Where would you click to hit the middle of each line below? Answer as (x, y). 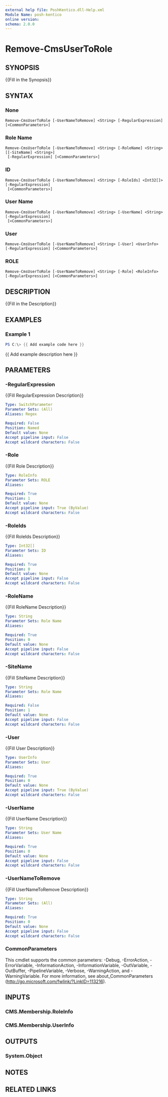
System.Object (24, 1056)
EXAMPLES (23, 320)
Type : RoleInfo (21, 475)
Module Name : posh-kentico (33, 15)
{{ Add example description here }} (41, 354)
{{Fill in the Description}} (31, 304)
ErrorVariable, (20, 965)
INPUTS (18, 997)
